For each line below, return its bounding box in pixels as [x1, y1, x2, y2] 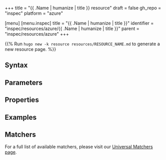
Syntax [5, 61, 28, 70]
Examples [5, 113, 37, 122]
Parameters [5, 78, 43, 87]
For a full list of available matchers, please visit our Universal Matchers [5, 144, 153, 150]
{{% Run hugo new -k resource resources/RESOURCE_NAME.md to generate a [5, 41, 160, 47]
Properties [5, 96, 39, 104]
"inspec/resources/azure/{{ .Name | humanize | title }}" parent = [5, 25, 140, 32]
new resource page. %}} [5, 46, 57, 52]
